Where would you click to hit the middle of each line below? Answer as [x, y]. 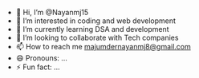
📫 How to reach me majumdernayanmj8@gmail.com [103, 47]
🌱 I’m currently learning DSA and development [92, 29]
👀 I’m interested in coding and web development [96, 21]
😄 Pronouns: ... [42, 58]
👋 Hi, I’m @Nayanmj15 [52, 12]
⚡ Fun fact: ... [38, 67]
